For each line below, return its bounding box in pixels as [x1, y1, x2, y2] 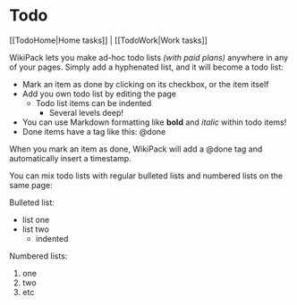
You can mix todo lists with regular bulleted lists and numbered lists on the [9, 170, 284, 181]
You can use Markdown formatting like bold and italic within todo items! [21, 117, 287, 128]
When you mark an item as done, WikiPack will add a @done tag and [9, 144, 263, 154]
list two [21, 224, 49, 235]
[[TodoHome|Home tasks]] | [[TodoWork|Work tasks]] [9, 35, 208, 45]
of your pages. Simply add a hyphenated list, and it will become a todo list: [9, 62, 284, 72]
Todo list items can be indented [35, 97, 152, 108]
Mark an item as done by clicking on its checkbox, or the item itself [21, 78, 269, 89]
